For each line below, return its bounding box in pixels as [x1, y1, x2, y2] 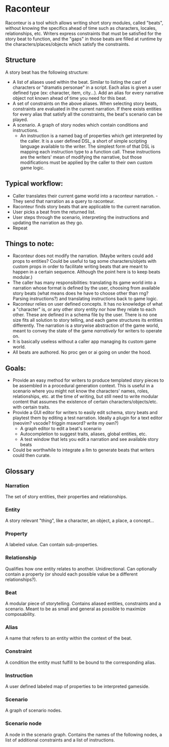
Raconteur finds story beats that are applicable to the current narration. [12, 203, 161, 209]
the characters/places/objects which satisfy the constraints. [5, 41, 130, 47]
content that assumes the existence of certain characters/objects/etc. [12, 399, 158, 405]
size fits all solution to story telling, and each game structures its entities [12, 317, 163, 323]
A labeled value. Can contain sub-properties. [5, 542, 98, 548]
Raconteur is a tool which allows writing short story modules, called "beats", [5, 20, 163, 26]
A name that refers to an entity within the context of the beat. [5, 635, 132, 641]
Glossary [5, 467, 34, 476]
